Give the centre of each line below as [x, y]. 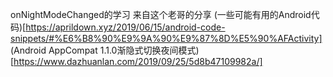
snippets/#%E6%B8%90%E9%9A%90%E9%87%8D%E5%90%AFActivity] [166, 38]
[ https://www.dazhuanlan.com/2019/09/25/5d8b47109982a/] [136, 61]
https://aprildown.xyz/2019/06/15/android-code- [125, 27]
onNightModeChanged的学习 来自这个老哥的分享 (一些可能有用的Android [161, 14]
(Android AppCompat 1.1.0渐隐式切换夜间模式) [105, 50]
